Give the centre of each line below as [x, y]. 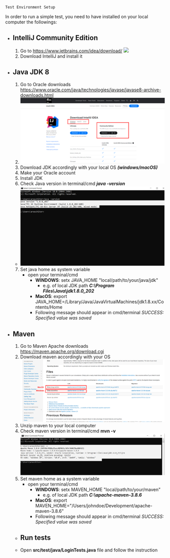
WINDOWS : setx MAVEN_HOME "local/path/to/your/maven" [98, 489]
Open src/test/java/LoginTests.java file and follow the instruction [89, 550]
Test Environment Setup [30, 7]
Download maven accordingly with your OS [65, 357]
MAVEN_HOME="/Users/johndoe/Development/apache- [94, 505]
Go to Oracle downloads [45, 84]
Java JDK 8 [31, 72]
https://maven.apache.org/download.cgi [62, 351]
